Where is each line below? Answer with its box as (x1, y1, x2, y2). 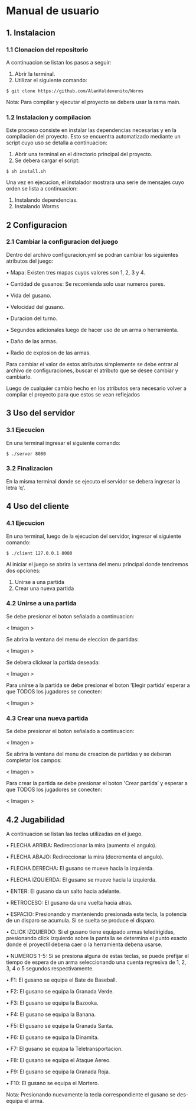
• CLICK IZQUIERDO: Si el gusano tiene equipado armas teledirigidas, (6, 928, 175, 935)
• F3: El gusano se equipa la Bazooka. (6, 999, 99, 1006)
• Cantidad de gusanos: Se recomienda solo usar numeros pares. (6, 280, 165, 288)
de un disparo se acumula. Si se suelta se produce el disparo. (6, 917, 156, 924)
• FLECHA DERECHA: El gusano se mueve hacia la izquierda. (6, 864, 155, 872)
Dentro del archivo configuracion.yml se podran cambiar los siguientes (6, 251, 179, 258)
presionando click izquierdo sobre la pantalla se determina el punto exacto (6, 934, 188, 941)
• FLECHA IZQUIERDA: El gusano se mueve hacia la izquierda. (6, 876, 157, 883)
